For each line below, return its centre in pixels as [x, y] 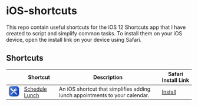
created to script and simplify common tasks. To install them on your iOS [94, 33]
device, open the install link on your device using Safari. [74, 39]
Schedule [35, 89]
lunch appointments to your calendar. [104, 95]
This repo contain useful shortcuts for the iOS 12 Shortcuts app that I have [96, 27]
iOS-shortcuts [42, 11]
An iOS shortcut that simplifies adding [105, 89]
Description [108, 77]
